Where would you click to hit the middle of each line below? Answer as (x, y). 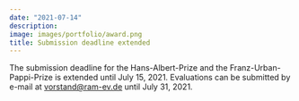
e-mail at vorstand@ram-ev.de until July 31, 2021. (101, 87)
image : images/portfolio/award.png (76, 34)
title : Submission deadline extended (80, 42)
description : (34, 26)
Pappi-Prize (31, 78)
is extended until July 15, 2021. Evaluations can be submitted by (173, 78)
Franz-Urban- (255, 68)
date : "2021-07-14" (46, 17)
